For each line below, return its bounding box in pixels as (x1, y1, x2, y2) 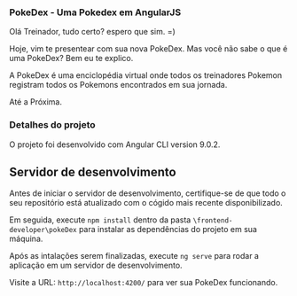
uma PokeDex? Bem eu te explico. (9, 53, 134, 64)
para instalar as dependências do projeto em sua (78, 224, 257, 235)
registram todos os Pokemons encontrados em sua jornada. (9, 80, 228, 90)
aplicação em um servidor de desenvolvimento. (9, 260, 184, 271)
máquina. (9, 233, 43, 245)
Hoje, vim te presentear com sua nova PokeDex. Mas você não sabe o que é (9, 43, 288, 54)
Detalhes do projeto (9, 119, 96, 131)
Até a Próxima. (9, 97, 62, 107)
